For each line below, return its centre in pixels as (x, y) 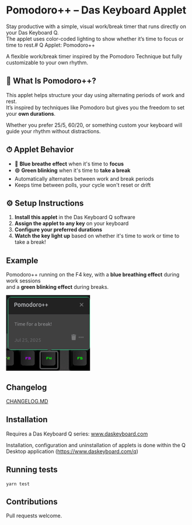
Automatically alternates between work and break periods (84, 178)
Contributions (32, 502)
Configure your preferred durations (58, 230)
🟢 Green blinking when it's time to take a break (72, 170)
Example (22, 260)
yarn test (18, 484)
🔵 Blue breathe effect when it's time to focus (69, 164)
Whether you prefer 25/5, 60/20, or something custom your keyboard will (94, 125)
